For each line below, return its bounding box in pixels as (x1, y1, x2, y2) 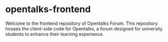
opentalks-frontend (5, 4, 91, 15)
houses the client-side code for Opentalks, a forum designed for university (5, 25, 163, 31)
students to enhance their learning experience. (5, 31, 104, 37)
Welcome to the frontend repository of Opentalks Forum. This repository (5, 20, 158, 26)
